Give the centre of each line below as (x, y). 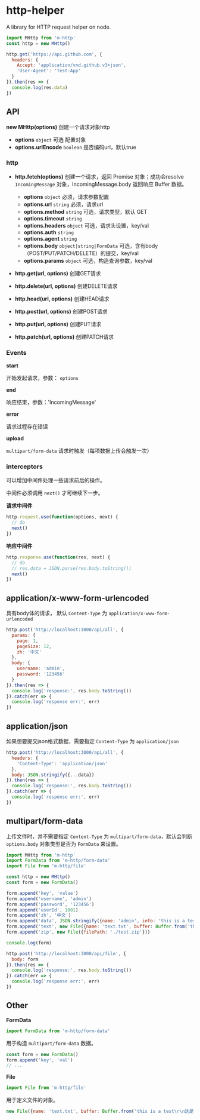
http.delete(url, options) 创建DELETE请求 (66, 286)
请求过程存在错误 (27, 426)
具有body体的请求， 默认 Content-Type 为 (57, 613)
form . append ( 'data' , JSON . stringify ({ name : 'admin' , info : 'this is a (96, 921)
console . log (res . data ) (40, 87)
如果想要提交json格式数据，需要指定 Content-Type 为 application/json (93, 741)
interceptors (24, 467)
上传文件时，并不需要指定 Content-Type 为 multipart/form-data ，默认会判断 (99, 836)
